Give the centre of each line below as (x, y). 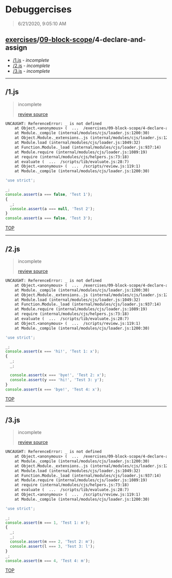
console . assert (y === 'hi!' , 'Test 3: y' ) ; (57, 380)
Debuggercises (38, 9)
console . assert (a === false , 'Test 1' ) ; (49, 194)
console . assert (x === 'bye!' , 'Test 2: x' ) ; (58, 375)
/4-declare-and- (119, 40)
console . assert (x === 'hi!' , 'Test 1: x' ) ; (52, 352)
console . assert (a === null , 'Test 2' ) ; (52, 209)
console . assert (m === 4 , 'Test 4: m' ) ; (48, 561)
